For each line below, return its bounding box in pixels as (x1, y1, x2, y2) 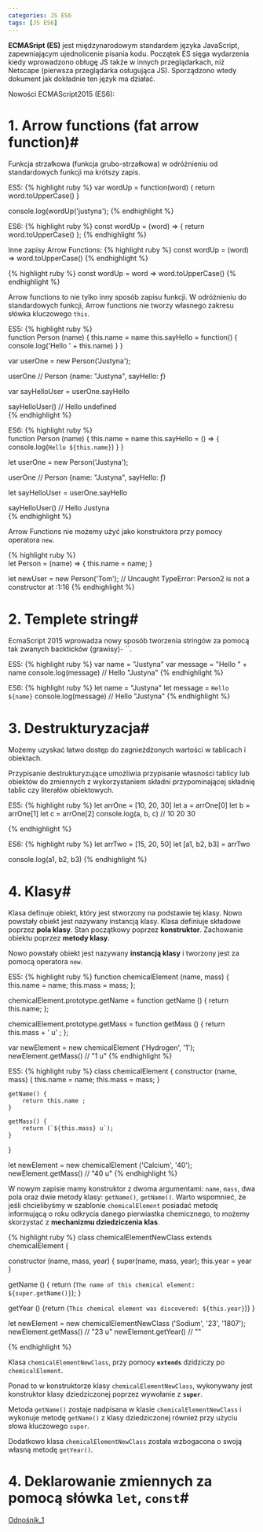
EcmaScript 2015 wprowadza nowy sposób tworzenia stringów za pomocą (8, 636, 250, 646)
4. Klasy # (8, 882, 71, 900)
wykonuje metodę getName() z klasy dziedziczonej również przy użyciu (8, 1413, 238, 1423)
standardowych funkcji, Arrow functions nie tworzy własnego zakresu (8, 300, 234, 311)
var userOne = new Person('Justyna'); (8, 356, 131, 366)
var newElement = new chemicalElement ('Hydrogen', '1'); (8, 1043, 195, 1052)
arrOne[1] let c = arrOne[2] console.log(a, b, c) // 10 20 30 (8, 809, 196, 819)
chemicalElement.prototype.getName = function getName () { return (8, 996, 229, 1005)
